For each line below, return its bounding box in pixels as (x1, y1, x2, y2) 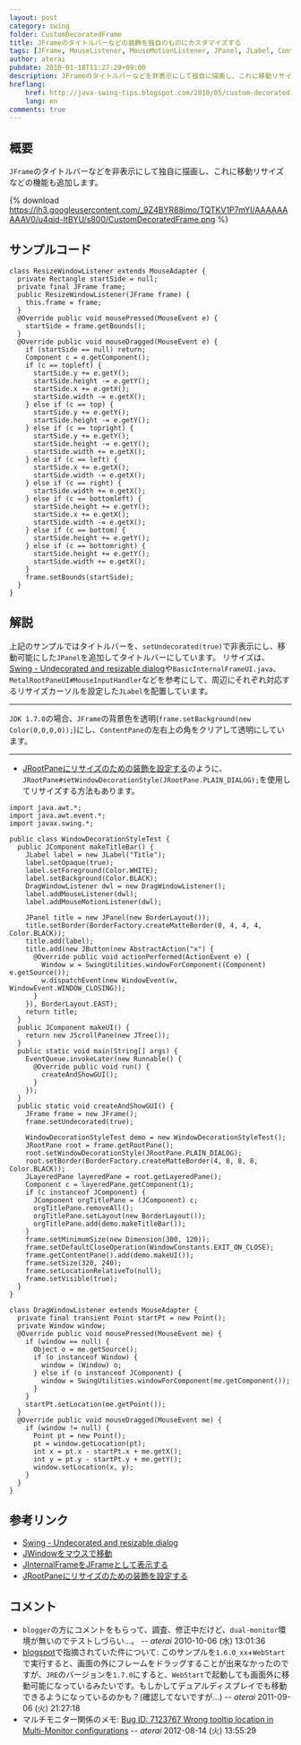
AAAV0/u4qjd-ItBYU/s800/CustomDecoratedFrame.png (9, 214, 216, 225)
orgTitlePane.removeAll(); (32, 1203, 134, 1212)
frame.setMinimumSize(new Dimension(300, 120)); (25, 1235, 211, 1243)
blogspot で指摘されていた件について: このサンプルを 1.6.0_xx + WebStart (21, 1647, 286, 1658)
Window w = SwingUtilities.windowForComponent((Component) (41, 960, 267, 969)
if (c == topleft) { (25, 361, 102, 370)
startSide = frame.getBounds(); (25, 321, 146, 330)
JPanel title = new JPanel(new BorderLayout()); (25, 912, 211, 922)
